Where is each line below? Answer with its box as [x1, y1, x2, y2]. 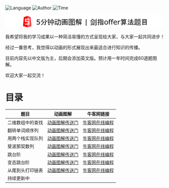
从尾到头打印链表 [7, 167, 43, 173]
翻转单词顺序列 [7, 127, 39, 133]
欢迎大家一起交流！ [5, 72, 46, 78]
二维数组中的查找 [7, 119, 43, 125]
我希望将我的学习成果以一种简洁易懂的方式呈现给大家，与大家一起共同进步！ [5, 33, 165, 40]
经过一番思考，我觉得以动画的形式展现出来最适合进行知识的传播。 [5, 44, 143, 50]
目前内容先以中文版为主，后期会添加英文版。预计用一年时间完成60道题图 [5, 55, 157, 61]
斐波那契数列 [7, 143, 34, 149]
